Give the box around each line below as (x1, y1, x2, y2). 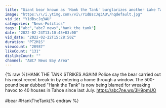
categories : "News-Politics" (5, 21, 65, 26)
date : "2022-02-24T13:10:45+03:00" (5, 30, 79, 35)
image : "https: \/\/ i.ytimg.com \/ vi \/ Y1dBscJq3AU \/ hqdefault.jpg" (5, 12, 142, 17)
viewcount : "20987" (5, 44, 45, 49)
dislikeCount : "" (5, 53, 41, 58)
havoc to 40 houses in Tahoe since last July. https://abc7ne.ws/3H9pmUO (5, 87, 157, 93)
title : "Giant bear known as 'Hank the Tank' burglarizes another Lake (5, 7, 156, 12)
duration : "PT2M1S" (5, 40, 45, 45)
